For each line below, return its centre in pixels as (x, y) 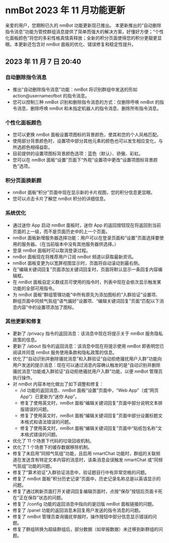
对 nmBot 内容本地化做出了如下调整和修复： (58, 384)
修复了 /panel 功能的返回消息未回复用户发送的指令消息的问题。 (78, 510)
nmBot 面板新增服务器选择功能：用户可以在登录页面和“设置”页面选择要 (86, 237)
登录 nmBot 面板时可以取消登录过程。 (51, 250)
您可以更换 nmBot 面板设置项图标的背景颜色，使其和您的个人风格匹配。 (87, 134)
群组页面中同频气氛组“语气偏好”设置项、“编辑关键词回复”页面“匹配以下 (86, 301)
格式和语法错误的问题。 (49, 422)
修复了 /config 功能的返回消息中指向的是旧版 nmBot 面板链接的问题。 (84, 504)
